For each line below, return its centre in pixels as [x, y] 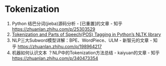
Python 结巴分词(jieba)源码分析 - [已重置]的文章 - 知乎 [67, 23]
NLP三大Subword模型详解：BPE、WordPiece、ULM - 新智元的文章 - [82, 40]
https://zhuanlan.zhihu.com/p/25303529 [53, 29]
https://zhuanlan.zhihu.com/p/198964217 [60, 46]
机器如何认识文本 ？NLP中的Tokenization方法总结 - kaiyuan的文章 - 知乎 [86, 53]
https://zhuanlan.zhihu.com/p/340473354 [55, 58]
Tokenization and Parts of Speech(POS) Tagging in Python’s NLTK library [86, 34]
